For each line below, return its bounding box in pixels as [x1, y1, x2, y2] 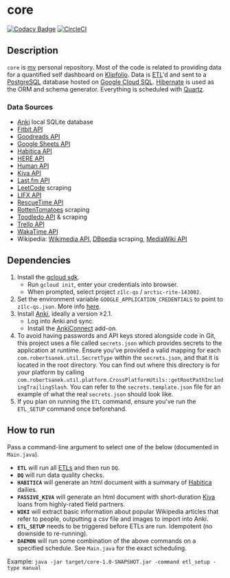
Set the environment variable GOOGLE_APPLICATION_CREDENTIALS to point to [16, 295, 223, 303]
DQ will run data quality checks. [16, 471, 104, 479]
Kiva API [16, 169, 41, 178]
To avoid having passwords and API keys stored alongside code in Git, [16, 331, 216, 339]
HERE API [16, 154, 45, 163]
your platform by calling [16, 367, 84, 376]
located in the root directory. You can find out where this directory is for [16, 361, 220, 369]
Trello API [16, 220, 45, 228]
